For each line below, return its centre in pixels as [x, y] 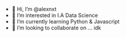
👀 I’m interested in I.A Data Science [55, 15]
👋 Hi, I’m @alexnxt [34, 9]
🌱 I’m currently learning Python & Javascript [66, 21]
